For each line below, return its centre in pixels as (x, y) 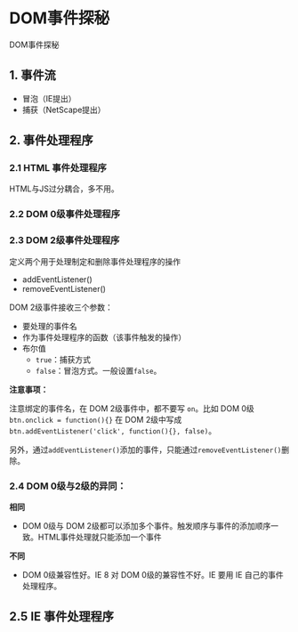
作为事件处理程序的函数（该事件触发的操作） (104, 337)
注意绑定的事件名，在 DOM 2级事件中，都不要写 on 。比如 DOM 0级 (132, 408)
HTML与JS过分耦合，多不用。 (64, 189)
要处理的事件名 (49, 326)
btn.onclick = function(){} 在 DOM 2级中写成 (96, 419)
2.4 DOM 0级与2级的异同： (68, 486)
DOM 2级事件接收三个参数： (61, 307)
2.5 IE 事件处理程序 (61, 616)
